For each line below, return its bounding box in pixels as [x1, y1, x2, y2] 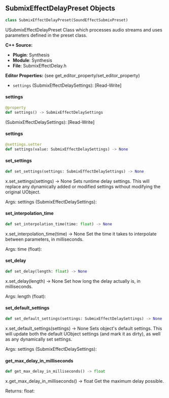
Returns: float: [5, 388, 35, 394]
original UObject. [5, 189, 41, 195]
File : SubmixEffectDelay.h [12, 62, 67, 69]
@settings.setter [5, 142, 42, 147]
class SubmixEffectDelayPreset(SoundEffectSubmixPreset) [5, 17, 128, 22]
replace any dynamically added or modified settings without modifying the [5, 183, 161, 189]
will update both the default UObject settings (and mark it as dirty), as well [5, 330, 161, 337]
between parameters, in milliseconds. [5, 236, 84, 242]
